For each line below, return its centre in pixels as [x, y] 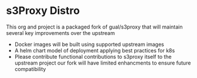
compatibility [30, 69]
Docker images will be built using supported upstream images [89, 44]
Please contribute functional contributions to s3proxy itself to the [93, 56]
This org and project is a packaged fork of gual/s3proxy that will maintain [94, 27]
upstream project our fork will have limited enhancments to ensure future [103, 63]
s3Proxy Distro [43, 11]
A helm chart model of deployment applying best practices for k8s [95, 50]
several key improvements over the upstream [61, 33]
